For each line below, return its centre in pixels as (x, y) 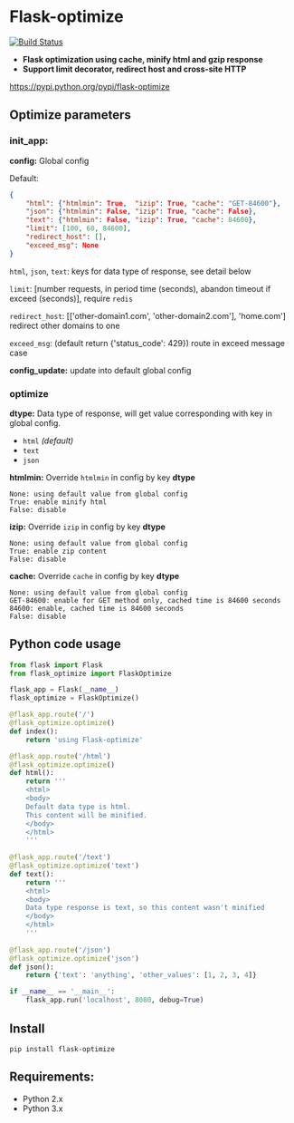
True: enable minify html (58, 502)
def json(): (32, 967)
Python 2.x (43, 1099)
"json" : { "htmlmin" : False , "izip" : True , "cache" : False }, (141, 212)
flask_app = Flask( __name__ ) (64, 690)
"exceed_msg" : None (62, 245)
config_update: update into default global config (100, 370)
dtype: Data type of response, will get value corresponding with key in (141, 413)
